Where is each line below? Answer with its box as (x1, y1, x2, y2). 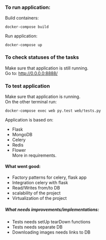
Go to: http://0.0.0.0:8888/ (5, 70, 58, 76)
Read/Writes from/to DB (12, 185, 60, 191)
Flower (12, 147, 26, 153)
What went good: (5, 164, 41, 169)
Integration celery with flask (12, 180, 68, 186)
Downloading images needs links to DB (12, 229, 91, 235)
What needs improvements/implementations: (5, 206, 100, 212)
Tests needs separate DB (12, 224, 63, 230)
